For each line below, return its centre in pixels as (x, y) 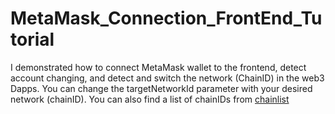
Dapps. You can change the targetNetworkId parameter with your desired (161, 88)
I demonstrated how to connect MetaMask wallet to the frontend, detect (158, 67)
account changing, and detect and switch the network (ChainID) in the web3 (167, 78)
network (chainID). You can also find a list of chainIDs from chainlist (150, 99)
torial (32, 39)
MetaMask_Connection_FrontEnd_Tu (166, 18)
